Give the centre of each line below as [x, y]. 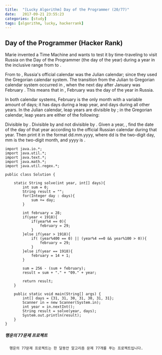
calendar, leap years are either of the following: [52, 115]
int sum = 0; [36, 187]
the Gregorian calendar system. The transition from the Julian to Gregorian [80, 80]
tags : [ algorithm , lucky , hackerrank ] [44, 23]
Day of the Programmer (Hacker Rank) [64, 43]
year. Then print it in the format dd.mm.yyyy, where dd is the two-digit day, [80, 135]
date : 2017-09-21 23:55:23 [35, 14]
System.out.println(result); [52, 316]
